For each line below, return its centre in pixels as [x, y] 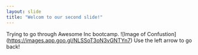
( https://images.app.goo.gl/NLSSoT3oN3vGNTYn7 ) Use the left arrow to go [99, 40]
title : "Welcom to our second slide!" [54, 17]
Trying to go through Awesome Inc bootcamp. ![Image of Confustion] [91, 34]
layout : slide [24, 12]
